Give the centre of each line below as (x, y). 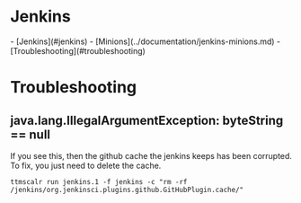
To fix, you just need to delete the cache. (86, 165)
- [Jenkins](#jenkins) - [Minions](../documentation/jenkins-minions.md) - (146, 41)
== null (31, 134)
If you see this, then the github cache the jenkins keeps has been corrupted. (151, 155)
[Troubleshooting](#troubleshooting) (78, 50)
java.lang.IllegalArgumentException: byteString (147, 120)
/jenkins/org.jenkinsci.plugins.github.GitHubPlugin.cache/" (127, 190)
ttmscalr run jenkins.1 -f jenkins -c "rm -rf (99, 181)
